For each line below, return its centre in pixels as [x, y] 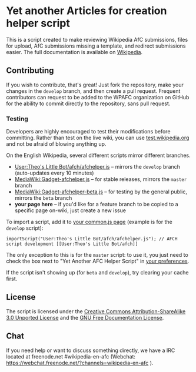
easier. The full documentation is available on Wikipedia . [74, 52]
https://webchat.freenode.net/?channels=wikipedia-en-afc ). [80, 363]
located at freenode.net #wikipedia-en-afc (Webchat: [71, 356]
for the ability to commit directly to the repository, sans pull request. [88, 103]
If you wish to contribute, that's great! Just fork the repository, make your [95, 85]
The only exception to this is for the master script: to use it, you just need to [97, 255]
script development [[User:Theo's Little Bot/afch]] [72, 244]
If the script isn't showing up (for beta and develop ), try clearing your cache [97, 273]
